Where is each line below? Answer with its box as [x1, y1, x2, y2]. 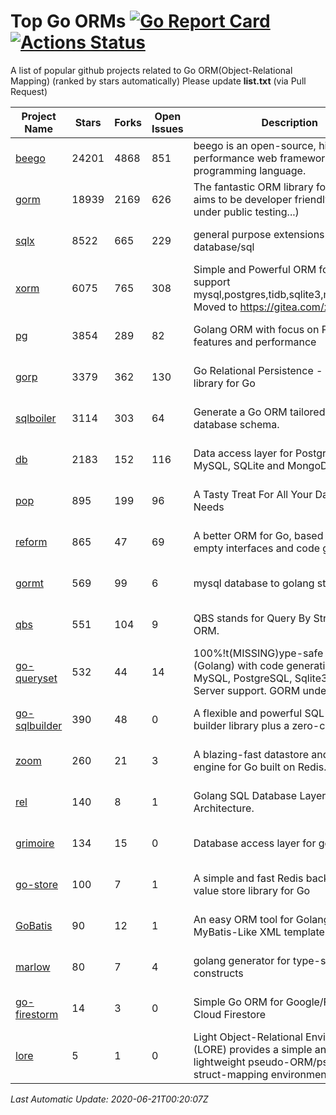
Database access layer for [193, 836, 317, 850]
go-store [15, 877, 58, 891]
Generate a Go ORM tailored [193, 405, 326, 419]
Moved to [193, 300, 238, 314]
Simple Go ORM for [193, 995, 284, 1009]
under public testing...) [193, 205, 300, 219]
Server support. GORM [193, 683, 301, 697]
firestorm [15, 1007, 59, 1021]
